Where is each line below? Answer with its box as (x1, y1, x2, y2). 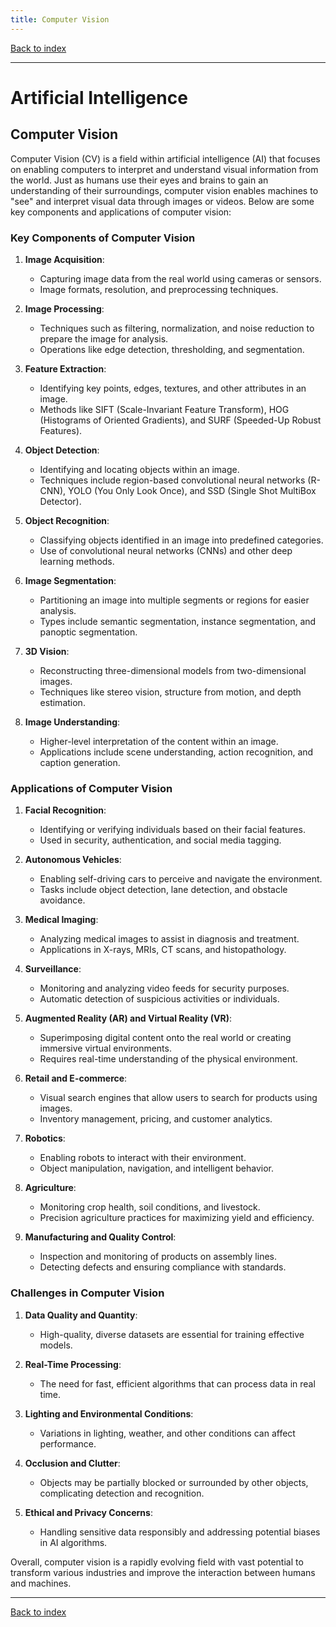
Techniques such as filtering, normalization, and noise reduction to (39, 322, 315, 334)
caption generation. (39, 756, 121, 768)
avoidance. (39, 894, 86, 906)
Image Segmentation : (24, 574, 117, 586)
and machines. (10, 1577, 72, 1589)
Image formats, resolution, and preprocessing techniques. (39, 283, 279, 295)
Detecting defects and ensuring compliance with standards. (39, 1261, 287, 1273)
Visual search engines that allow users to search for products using (39, 1092, 318, 1104)
